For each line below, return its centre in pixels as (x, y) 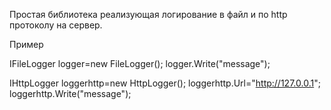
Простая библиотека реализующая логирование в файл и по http (148, 14)
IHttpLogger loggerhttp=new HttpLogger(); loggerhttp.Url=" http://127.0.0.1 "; (165, 83)
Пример (26, 44)
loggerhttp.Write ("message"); (70, 93)
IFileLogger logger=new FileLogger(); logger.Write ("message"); (140, 63)
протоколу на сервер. (56, 25)
